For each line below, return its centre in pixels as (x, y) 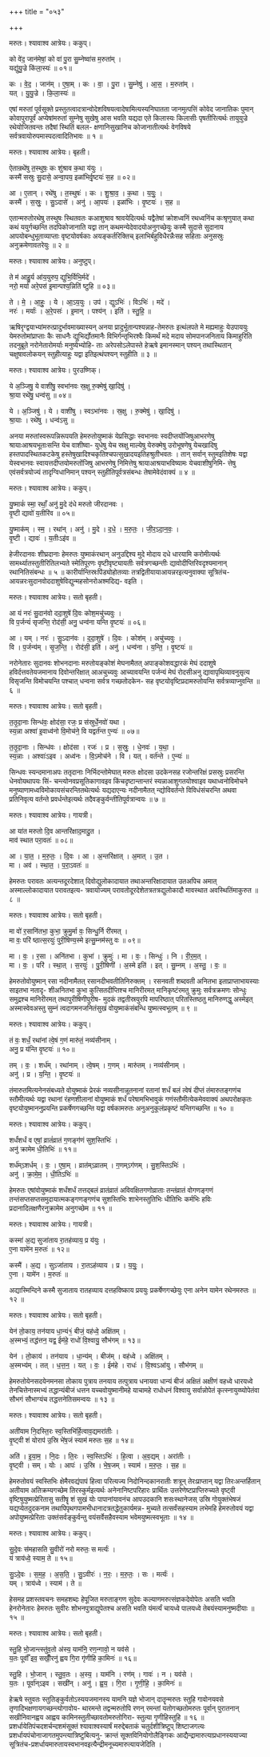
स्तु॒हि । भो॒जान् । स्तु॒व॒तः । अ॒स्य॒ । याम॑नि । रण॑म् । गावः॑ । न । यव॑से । (101, 1674)
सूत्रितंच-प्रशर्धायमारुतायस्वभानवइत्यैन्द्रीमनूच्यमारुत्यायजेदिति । (85, 1744)
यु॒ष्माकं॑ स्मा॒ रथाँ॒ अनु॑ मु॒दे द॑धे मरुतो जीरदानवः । (67, 504)
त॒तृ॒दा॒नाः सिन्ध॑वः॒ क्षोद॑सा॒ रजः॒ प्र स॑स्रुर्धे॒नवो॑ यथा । (67, 722)
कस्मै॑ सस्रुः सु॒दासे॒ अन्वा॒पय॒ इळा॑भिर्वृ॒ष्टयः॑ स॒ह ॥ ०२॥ (72, 177)
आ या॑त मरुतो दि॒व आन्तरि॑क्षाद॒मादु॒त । (55, 831)
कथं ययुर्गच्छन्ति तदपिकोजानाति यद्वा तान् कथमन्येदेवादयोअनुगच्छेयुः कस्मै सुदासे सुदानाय (117, 227)
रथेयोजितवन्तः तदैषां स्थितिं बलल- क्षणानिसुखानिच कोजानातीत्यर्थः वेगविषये (100, 127)
